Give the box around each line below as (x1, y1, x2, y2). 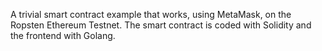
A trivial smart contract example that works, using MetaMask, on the (10, 9, 292, 20)
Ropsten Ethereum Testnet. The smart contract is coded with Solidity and (10, 19, 312, 31)
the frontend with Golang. (10, 30, 116, 41)
